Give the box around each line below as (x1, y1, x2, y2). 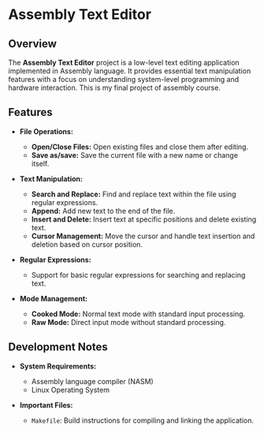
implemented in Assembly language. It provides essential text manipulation (8, 66, 251, 76)
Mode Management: (19, 293, 88, 303)
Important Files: (19, 400, 73, 409)
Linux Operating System (31, 385, 110, 394)
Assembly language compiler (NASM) (31, 376, 154, 386)
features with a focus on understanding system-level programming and (8, 75, 240, 84)
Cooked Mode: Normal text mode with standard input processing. (31, 309, 246, 319)
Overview (8, 37, 58, 50)
